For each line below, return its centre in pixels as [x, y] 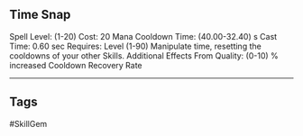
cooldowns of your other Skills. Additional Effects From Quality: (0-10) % [144, 55]
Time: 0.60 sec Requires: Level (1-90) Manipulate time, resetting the [135, 46]
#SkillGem [28, 123]
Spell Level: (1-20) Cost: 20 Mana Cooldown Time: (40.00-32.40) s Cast [143, 36]
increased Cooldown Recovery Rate [76, 65]
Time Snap [40, 15]
